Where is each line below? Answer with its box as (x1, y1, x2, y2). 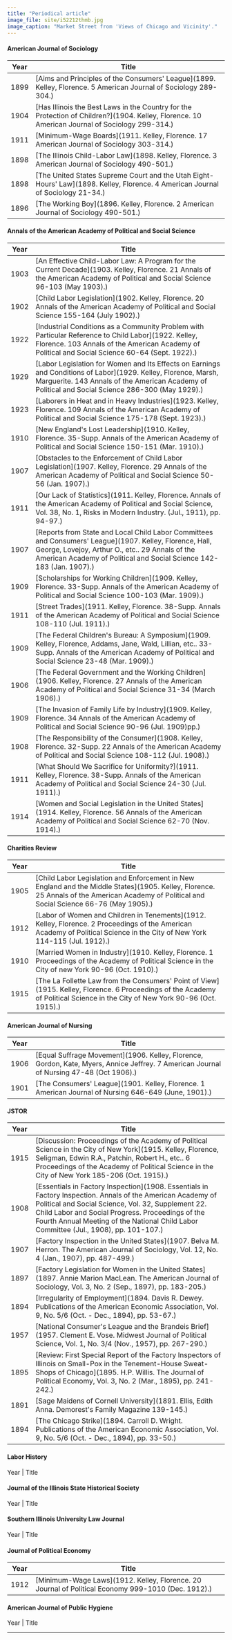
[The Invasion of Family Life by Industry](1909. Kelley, (35, 705, 213, 714)
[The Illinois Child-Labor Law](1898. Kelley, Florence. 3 (35, 150, 217, 160)
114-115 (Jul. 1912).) (35, 936, 110, 946)
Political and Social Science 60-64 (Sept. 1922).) (35, 347, 197, 357)
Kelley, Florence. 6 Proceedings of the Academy (59, 985, 216, 994)
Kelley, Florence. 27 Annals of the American (59, 675, 202, 685)
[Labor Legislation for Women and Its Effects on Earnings (35, 359, 221, 369)
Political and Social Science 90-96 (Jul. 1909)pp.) (35, 722, 201, 732)
